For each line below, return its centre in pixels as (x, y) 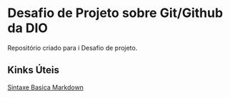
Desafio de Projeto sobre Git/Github (115, 13)
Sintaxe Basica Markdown (46, 87)
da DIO (28, 28)
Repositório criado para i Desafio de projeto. (72, 48)
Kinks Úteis (33, 70)
